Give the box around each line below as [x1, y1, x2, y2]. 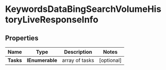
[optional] [99, 57, 122, 64]
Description [64, 49, 93, 55]
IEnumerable [27, 57, 57, 64]
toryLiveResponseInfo [5, 14, 99, 25]
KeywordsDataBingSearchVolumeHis [5, 3, 162, 15]
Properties [5, 34, 39, 42]
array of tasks [61, 57, 94, 64]
